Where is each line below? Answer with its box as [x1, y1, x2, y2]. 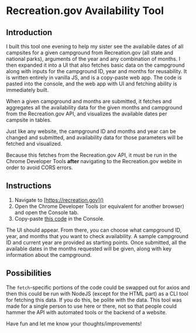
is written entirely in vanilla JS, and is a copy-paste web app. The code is [6, 74, 182, 81]
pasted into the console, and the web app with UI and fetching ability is [6, 80, 177, 87]
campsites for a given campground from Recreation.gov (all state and [6, 49, 174, 56]
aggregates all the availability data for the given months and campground [6, 104, 183, 111]
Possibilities [6, 268, 51, 279]
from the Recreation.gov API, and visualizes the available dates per [6, 110, 168, 117]
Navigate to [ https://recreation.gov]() [14, 196, 104, 203]
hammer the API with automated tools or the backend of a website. [6, 308, 167, 315]
